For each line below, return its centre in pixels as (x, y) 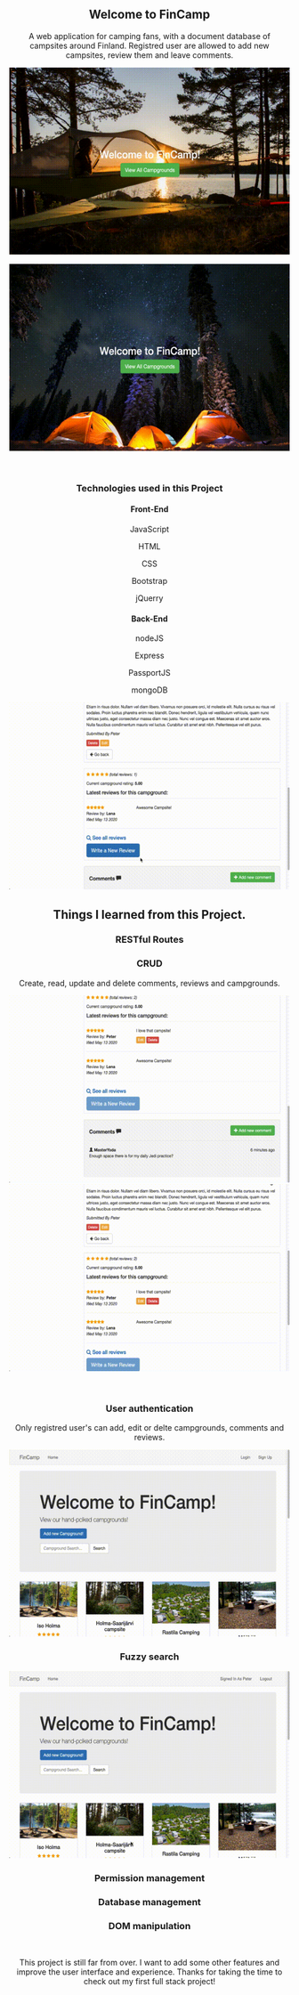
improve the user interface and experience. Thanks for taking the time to (149, 1972)
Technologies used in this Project (149, 488)
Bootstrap (149, 580)
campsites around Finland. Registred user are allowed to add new (149, 45)
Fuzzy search (149, 1657)
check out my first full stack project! (149, 1982)
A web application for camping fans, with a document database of (149, 36)
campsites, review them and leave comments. (149, 55)
